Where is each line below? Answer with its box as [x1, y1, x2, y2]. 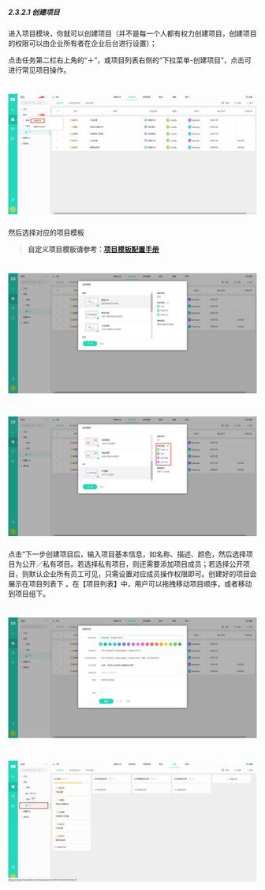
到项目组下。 [8, 589, 50, 598]
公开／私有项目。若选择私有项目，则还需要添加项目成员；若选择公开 [21, 559, 243, 568]
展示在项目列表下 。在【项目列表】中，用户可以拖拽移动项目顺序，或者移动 [8, 579, 252, 588]
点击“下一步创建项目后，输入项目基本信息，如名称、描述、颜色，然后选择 [8, 549, 247, 559]
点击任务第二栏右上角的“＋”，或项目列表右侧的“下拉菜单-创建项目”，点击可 [8, 55, 252, 65]
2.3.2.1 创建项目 [8, 7, 61, 17]
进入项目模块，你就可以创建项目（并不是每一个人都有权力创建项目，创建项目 [8, 28, 257, 38]
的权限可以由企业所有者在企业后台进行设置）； [8, 38, 157, 47]
